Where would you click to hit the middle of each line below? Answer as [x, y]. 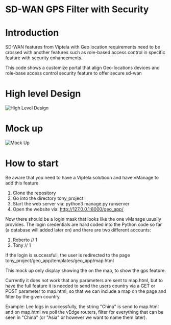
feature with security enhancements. [44, 58]
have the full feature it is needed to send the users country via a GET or [80, 286]
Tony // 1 [22, 245]
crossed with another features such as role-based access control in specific [86, 53]
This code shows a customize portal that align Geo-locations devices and [82, 68]
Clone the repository [34, 193]
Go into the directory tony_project [48, 198]
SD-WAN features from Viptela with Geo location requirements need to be [83, 47]
